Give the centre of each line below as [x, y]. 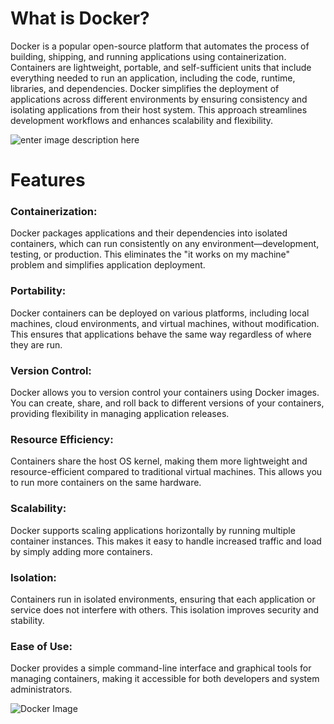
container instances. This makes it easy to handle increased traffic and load [166, 541]
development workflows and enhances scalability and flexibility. [142, 120]
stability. [27, 620]
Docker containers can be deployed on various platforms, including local [160, 313]
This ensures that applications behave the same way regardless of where [161, 334]
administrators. [41, 689]
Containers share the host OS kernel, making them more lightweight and [159, 461]
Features [48, 180]
